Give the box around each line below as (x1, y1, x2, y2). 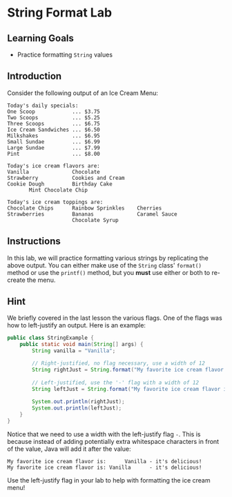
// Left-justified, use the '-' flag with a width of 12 (32, 379, 199, 386)
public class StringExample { (7, 334, 95, 342)
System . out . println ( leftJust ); (32, 405, 122, 412)
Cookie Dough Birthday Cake (7, 181, 113, 187)
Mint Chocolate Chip (28, 186, 88, 194)
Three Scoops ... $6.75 (7, 120, 100, 127)
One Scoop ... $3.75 (7, 108, 100, 115)
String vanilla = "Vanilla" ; (32, 347, 116, 354)
